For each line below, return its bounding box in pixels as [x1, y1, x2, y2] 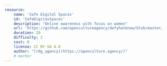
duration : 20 [13, 30, 41, 35]
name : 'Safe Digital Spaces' [13, 12, 74, 17]
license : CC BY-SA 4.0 [13, 44, 61, 49]
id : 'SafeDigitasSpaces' [13, 16, 65, 21]
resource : [4, 7, 25, 12]
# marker [13, 53, 32, 59]
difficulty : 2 [13, 35, 43, 40]
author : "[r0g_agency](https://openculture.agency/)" [13, 49, 128, 54]
